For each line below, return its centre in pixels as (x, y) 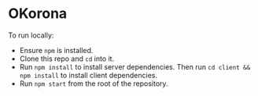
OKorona (38, 14)
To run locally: (31, 35)
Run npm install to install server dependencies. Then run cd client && (135, 66)
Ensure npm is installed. (56, 50)
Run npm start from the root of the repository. (94, 84)
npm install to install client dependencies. (88, 75)
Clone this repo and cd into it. (67, 59)
